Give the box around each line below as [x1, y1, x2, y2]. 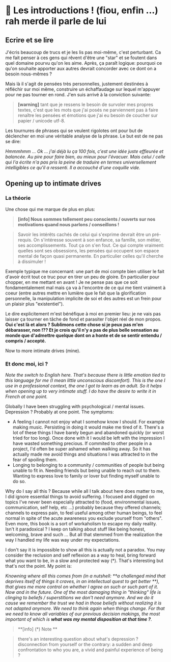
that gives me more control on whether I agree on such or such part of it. [5, 584, 159, 590]
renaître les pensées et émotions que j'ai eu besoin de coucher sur [17, 112, 158, 118]
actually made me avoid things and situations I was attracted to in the [12, 451, 158, 457]
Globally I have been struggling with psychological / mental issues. [5, 403, 145, 409]
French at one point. [5, 393, 48, 400]
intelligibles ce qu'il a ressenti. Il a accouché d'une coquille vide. [5, 165, 141, 170]
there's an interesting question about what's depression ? [17, 635, 138, 642]
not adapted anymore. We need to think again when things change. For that [5, 605, 165, 611]
